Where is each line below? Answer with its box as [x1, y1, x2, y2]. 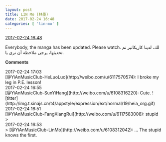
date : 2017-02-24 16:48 [5, 16, 55, 21]
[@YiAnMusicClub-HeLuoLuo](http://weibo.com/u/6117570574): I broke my [5, 74, 160, 80]
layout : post [5, 7, 32, 12]
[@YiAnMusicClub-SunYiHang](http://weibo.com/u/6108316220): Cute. [5, 90, 151, 96]
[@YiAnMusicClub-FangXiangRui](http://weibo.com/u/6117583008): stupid [5, 111, 159, 117]
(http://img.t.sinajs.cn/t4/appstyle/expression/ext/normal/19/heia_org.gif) [5, 100, 156, 107]
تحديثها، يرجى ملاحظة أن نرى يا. [5, 50, 64, 56]
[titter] [5, 95, 18, 101]
